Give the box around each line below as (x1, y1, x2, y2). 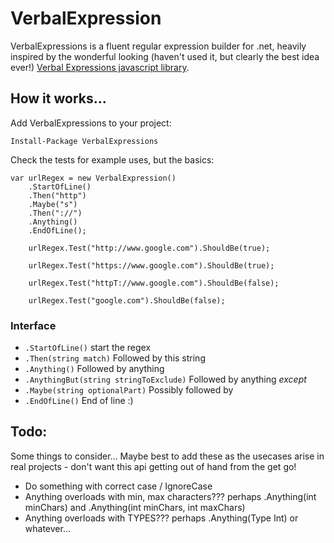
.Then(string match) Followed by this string (24, 352, 206, 364)
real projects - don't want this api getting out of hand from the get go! (10, 460, 297, 472)
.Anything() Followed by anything (24, 363, 165, 375)
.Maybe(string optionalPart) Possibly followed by (24, 384, 234, 396)
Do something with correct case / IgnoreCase (24, 480, 213, 492)
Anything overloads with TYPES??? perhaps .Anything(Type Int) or (24, 512, 299, 524)
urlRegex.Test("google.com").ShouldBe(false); (28, 295, 226, 306)
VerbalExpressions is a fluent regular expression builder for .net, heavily (10, 40, 307, 52)
